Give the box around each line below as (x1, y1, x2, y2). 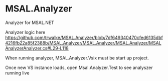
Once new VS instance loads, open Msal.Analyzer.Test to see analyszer (5, 64, 153, 70)
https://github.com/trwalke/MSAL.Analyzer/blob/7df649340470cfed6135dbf (5, 34, 163, 40)
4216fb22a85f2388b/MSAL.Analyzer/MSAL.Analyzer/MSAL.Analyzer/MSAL (5, 39, 161, 45)
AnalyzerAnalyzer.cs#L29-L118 (5, 45, 69, 51)
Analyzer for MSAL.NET (5, 19, 54, 25)
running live (5, 69, 30, 75)
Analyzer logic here (5, 29, 46, 35)
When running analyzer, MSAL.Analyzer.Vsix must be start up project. (5, 54, 149, 60)
